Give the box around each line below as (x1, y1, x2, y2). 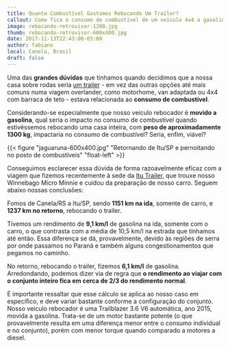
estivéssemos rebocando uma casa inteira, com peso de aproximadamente (7, 123, 221, 131)
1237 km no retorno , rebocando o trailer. (7, 206, 122, 214)
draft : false (7, 55, 44, 62)
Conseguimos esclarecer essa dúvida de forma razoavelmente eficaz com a (7, 164, 222, 172)
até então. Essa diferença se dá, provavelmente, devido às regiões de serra (7, 234, 220, 242)
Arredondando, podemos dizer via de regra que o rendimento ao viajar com (7, 269, 222, 277)
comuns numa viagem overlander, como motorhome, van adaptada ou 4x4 (7, 88, 218, 96)
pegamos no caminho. (7, 248, 71, 257)
